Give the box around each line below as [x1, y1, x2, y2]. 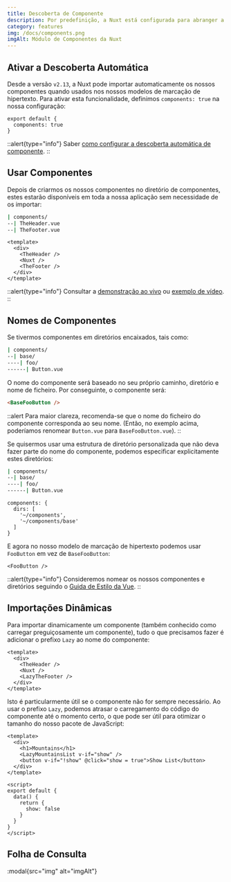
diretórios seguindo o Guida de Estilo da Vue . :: [7, 582, 142, 591]
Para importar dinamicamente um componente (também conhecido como [7, 620, 216, 629]
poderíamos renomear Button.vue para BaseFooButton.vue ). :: [7, 426, 181, 435]
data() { [13, 793, 39, 800]
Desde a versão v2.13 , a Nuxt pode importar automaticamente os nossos [7, 80, 216, 88]
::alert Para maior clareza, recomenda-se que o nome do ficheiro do [7, 411, 201, 420]
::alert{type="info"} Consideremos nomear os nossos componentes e [7, 575, 205, 584]
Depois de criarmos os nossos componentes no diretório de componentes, [7, 185, 221, 194]
